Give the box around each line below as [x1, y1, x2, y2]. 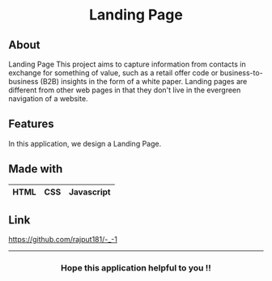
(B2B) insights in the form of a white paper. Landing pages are [40, 77, 248, 86]
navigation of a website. [8, 94, 88, 103]
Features [8, 117, 54, 131]
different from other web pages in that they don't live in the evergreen [8, 85, 241, 95]
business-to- [219, 68, 263, 78]
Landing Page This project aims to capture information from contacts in [8, 59, 247, 69]
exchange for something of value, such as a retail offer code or [8, 68, 219, 78]
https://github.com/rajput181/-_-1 [8, 235, 117, 245]
